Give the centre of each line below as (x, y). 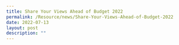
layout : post (22, 28)
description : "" (26, 33)
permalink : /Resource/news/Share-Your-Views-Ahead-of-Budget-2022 (90, 17)
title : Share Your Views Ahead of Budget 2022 (65, 11)
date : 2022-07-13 (28, 22)
